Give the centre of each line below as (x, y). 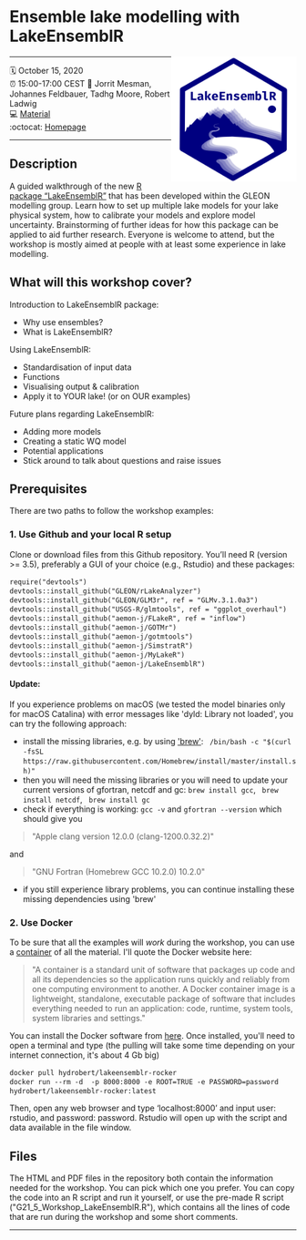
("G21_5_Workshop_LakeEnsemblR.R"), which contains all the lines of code (150, 1207)
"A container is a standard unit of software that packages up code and (163, 970)
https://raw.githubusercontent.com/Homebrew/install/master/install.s (159, 761)
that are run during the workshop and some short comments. (124, 1216)
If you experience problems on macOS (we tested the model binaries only (148, 704)
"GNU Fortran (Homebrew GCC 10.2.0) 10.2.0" (118, 871)
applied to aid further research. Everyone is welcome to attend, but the (142, 234)
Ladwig (23, 103)
